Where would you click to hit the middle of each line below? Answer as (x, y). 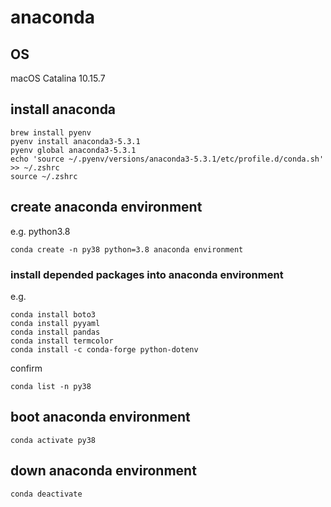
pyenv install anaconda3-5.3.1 (75, 141)
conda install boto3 (53, 314)
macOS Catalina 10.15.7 (58, 78)
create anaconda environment (106, 207)
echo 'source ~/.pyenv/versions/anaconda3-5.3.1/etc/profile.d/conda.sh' (167, 159)
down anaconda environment (103, 471)
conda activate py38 (53, 440)
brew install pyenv (51, 132)
